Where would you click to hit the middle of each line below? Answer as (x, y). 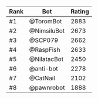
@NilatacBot (46, 59)
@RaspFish (45, 50)
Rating (80, 11)
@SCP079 (44, 40)
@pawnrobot (47, 88)
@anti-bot (43, 68)
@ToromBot (45, 21)
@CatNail (42, 78)
